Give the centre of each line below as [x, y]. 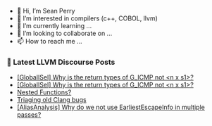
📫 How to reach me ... [49, 41]
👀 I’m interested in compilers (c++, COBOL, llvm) [87, 18]
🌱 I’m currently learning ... [54, 26]
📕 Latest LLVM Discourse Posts [61, 62]
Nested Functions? [44, 92]
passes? [29, 115]
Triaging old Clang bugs [51, 100]
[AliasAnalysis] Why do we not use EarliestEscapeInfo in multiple [111, 107]
